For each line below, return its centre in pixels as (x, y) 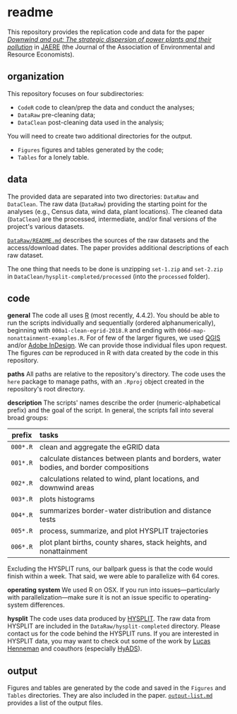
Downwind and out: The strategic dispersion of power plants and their (109, 39)
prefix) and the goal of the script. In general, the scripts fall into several (110, 410)
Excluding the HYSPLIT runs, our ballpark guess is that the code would (110, 569)
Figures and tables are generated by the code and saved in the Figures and (117, 688)
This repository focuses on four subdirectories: (76, 93)
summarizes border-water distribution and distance (126, 511)
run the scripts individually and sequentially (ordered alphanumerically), (111, 323)
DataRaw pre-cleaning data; (56, 114)
